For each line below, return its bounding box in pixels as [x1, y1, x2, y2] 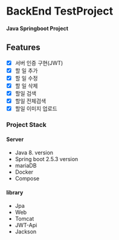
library [6, 188, 24, 196]
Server [6, 135, 24, 143]
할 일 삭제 [14, 82, 38, 89]
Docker [14, 168, 34, 176]
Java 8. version [14, 149, 53, 156]
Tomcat [14, 215, 34, 222]
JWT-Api [14, 222, 37, 229]
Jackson [14, 228, 37, 235]
